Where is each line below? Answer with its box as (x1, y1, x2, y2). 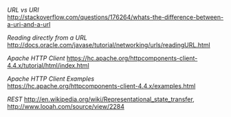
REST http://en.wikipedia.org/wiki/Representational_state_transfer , (7, 95, 195, 103)
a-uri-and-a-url (7, 21, 51, 28)
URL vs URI (7, 6, 39, 14)
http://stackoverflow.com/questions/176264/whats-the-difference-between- (7, 13, 224, 21)
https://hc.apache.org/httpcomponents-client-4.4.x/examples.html (7, 82, 196, 90)
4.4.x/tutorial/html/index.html (7, 62, 89, 69)
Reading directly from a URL (7, 34, 87, 42)
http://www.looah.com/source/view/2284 (7, 103, 125, 110)
